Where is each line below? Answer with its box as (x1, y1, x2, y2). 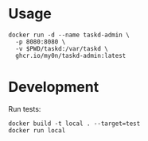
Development (8, 78, 99, 96)
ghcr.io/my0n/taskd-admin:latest (15, 51, 127, 59)
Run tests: (8, 104, 41, 113)
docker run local (8, 126, 66, 135)
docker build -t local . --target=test (8, 120, 141, 128)
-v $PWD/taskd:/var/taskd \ (15, 44, 109, 52)
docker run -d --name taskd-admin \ (8, 31, 130, 39)
